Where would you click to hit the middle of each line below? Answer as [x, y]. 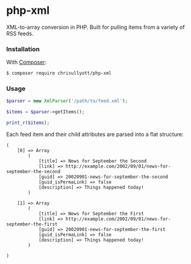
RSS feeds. [20, 33]
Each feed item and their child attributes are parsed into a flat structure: [95, 134]
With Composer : [27, 62]
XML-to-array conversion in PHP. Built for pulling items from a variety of [95, 27]
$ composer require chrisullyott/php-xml [59, 73]
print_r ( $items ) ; [28, 123]
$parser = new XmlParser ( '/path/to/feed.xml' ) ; [67, 101]
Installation [23, 49]
